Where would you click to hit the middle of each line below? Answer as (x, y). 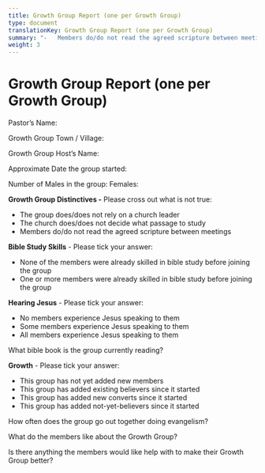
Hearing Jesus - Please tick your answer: (76, 303)
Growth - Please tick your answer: (64, 365)
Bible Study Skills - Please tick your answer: (81, 247)
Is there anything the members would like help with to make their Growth (126, 452)
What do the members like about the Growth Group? (93, 437)
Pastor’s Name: (33, 123)
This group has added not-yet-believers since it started (109, 406)
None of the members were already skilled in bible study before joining (134, 263)
